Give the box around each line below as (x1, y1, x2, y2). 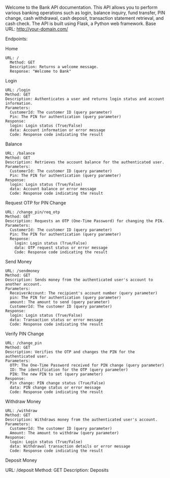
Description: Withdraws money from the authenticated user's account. (5, 417, 158, 422)
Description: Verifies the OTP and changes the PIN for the (5, 349, 135, 354)
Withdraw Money (5, 399, 42, 404)
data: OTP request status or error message (14, 245, 108, 250)
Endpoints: (5, 36, 28, 42)
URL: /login (5, 87, 30, 93)
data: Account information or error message (10, 128, 106, 133)
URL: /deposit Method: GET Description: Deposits (5, 467, 109, 473)
